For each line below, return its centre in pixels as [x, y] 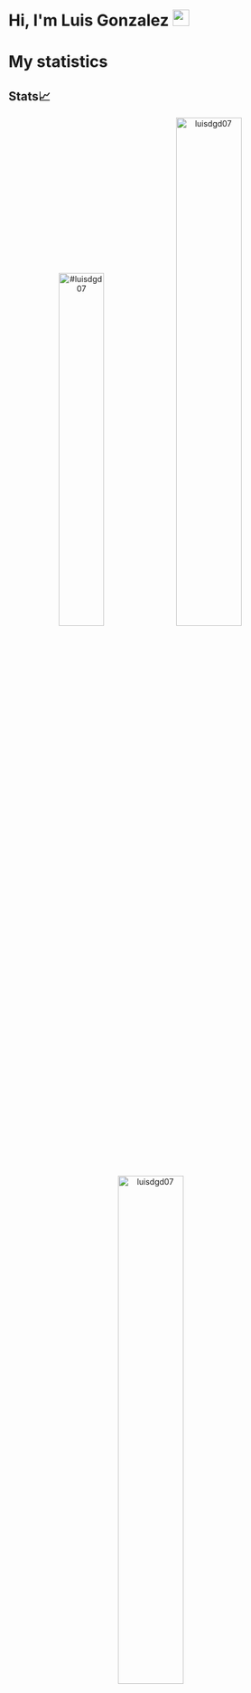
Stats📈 [30, 96]
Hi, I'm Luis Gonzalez [88, 20]
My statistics [58, 62]
